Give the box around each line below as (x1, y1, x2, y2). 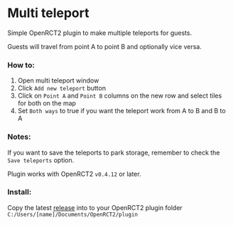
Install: (7, 187, 32, 197)
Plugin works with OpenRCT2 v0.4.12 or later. (7, 169, 141, 178)
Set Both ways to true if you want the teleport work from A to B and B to (17, 107, 226, 115)
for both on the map (17, 99, 77, 108)
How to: (7, 60, 36, 70)
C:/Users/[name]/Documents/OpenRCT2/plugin (7, 211, 139, 218)
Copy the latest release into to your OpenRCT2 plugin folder (7, 203, 183, 211)
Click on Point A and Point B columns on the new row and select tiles (17, 91, 222, 100)
